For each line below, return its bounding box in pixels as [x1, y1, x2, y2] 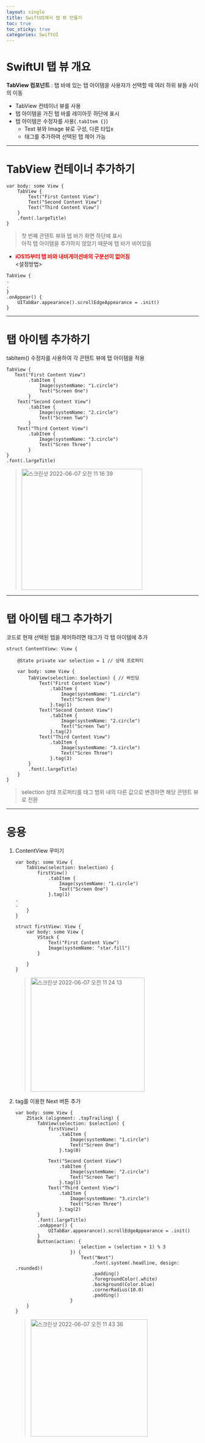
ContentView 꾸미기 [15, 847, 65, 854]
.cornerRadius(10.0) [92, 1287, 145, 1293]
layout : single [6, 9, 45, 15]
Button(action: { [37, 1238, 81, 1244]
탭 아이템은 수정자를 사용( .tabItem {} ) [15, 118, 109, 125]
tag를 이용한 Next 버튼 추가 [15, 1097, 81, 1105]
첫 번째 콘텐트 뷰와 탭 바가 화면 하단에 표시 [21, 232, 123, 239]
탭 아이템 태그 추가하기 [6, 612, 113, 626]
